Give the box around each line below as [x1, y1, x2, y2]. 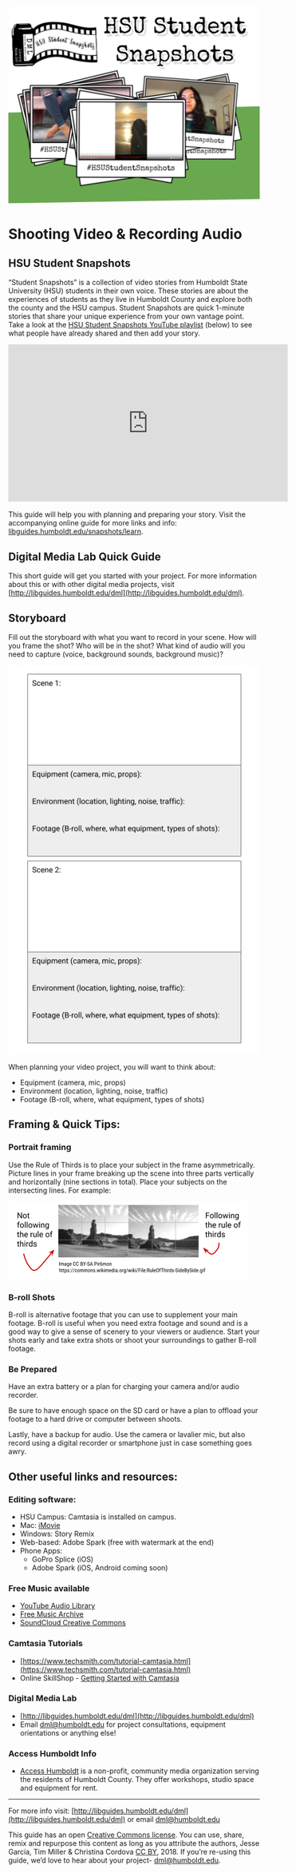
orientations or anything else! [19, 1728, 116, 1737]
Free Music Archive [19, 1609, 84, 1619]
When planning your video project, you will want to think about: [8, 1061, 216, 1072]
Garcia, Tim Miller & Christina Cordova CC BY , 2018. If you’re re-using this [8, 1847, 251, 1857]
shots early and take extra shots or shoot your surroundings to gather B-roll [8, 1335, 257, 1344]
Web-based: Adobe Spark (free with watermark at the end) [19, 1537, 215, 1547]
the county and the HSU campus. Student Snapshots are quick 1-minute [8, 303, 245, 313]
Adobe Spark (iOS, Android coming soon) [31, 1562, 168, 1572]
